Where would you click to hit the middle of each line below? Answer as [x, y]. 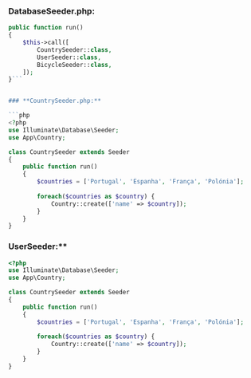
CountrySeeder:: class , [75, 49]
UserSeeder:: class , [69, 57]
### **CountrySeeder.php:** [55, 101]
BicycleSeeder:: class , [75, 65]
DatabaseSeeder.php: [52, 11]
